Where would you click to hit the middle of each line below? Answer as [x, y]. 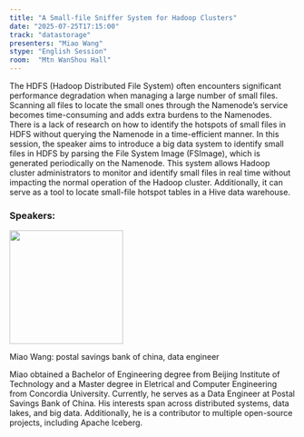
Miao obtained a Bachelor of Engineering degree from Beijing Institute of [145, 374]
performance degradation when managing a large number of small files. [144, 95]
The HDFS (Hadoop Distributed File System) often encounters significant [145, 86]
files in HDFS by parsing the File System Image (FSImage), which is [135, 154]
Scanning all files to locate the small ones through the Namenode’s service [149, 105]
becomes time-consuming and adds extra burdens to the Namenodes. [141, 115]
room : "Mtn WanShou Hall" [60, 60]
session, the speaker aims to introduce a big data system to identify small [147, 144]
